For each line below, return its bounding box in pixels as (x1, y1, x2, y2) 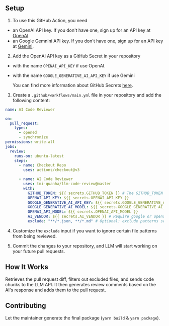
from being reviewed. (12, 233, 57, 239)
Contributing (5, 301, 46, 310)
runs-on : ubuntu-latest (14, 153, 64, 158)
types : (14, 125, 28, 130)
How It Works (5, 263, 49, 271)
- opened (18, 130, 37, 135)
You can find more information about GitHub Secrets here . (12, 82, 133, 88)
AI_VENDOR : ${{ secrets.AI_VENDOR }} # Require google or (27, 214, 152, 219)
